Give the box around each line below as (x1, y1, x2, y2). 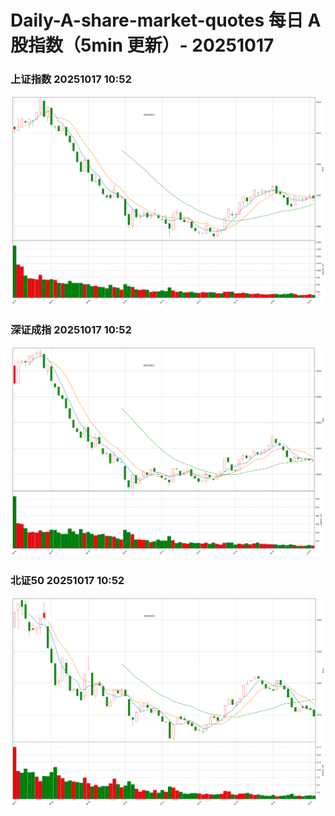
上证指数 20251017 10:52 (10, 72, 132, 86)
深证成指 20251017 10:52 (10, 323, 132, 337)
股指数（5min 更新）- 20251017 (10, 34, 275, 57)
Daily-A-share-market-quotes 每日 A (10, 9, 322, 32)
